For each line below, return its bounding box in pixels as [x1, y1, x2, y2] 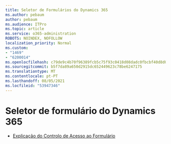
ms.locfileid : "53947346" [5, 83, 60, 88]
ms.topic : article [5, 26, 44, 32]
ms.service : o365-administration [5, 31, 76, 36]
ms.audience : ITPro [5, 21, 47, 27]
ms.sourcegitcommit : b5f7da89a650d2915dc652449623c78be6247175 [5, 64, 142, 69]
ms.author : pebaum [5, 12, 44, 17]
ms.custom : [5, 45, 28, 50]
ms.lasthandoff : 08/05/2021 [5, 78, 65, 83]
